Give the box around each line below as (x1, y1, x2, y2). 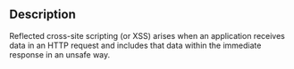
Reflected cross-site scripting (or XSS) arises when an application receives (9, 30, 286, 41)
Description (9, 7, 76, 22)
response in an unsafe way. (9, 49, 111, 60)
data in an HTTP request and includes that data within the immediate (9, 40, 262, 50)
